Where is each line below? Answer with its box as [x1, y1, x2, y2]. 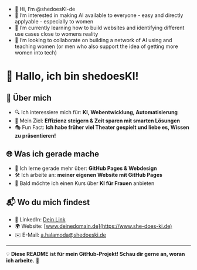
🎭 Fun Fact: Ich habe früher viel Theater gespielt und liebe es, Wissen [14, 124, 189, 131]
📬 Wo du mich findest [6, 197, 90, 207]
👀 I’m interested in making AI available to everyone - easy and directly [14, 12, 184, 19]
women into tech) [14, 49, 57, 56]
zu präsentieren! [14, 132, 56, 139]
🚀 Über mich [6, 93, 52, 102]
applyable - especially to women [14, 18, 94, 25]
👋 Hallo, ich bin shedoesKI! [6, 70, 139, 83]
